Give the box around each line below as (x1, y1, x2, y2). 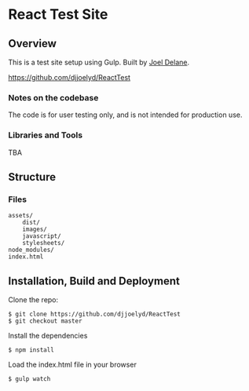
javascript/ (22, 232, 61, 240)
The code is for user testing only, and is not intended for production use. (8, 110, 243, 119)
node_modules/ (8, 246, 55, 254)
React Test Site (8, 5, 108, 24)
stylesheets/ (22, 239, 65, 247)
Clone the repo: (8, 295, 59, 305)
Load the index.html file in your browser (8, 360, 137, 370)
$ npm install (8, 346, 55, 354)
